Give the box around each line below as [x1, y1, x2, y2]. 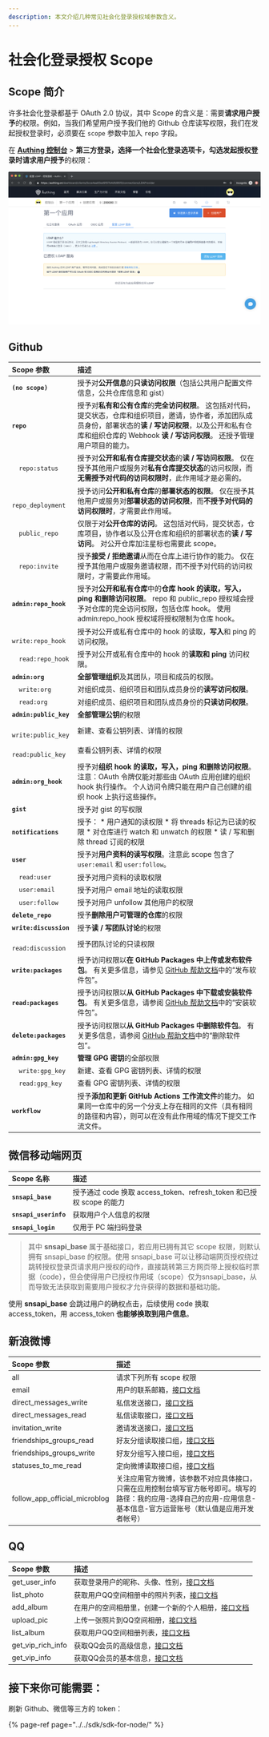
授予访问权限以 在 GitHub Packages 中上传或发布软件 [77, 955, 253, 965]
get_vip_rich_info [11, 1640, 68, 1650]
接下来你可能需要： [8, 1681, 103, 1695]
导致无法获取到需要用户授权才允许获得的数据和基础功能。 [34, 1281, 225, 1291]
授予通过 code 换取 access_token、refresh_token [72, 1187, 235, 1196]
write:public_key [11, 731, 70, 740]
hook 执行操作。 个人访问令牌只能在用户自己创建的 [77, 782, 246, 791]
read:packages [11, 999, 59, 1007]
